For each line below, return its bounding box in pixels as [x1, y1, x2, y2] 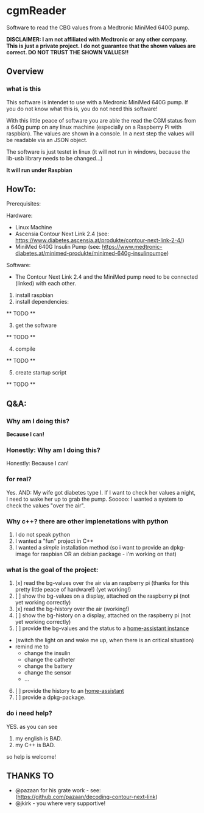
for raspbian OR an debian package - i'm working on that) [32, 550, 177, 558]
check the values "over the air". [6, 501, 85, 509]
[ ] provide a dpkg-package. [15, 693, 86, 701]
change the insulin [24, 650, 71, 657]
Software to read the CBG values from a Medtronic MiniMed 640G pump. [6, 24, 190, 31]
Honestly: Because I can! [6, 460, 69, 467]
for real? [6, 475, 32, 484]
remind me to [15, 643, 49, 650]
